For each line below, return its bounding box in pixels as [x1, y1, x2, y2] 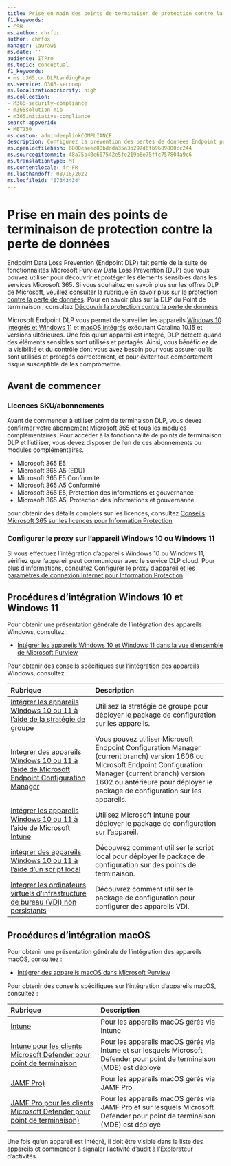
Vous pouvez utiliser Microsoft [95, 734, 194, 744]
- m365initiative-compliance [7, 112, 91, 119]
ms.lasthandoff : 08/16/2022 [7, 170, 88, 177]
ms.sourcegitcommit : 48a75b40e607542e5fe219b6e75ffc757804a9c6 [7, 151, 192, 159]
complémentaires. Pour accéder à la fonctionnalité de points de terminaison [7, 431, 222, 439]
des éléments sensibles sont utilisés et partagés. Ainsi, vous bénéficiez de [7, 338, 218, 346]
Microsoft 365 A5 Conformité [16, 481, 100, 489]
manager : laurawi [7, 42, 57, 49]
